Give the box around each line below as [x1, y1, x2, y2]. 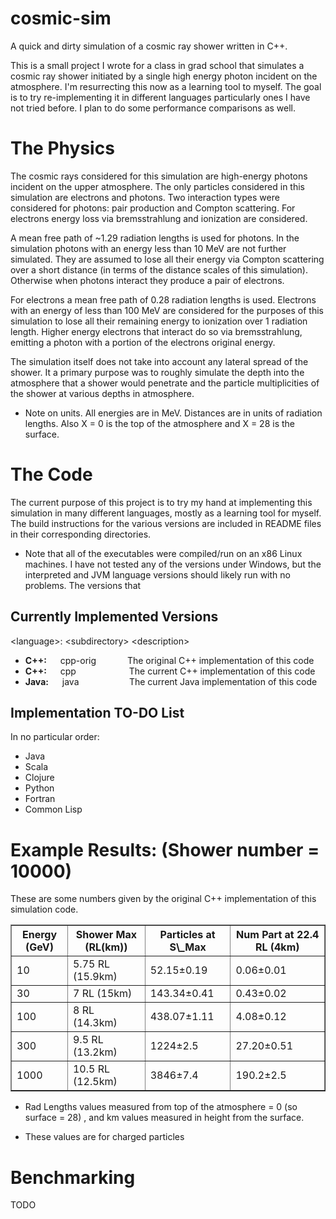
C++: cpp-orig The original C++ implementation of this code [24, 654, 315, 666]
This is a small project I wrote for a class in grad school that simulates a [10, 59, 305, 71]
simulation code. [10, 903, 79, 916]
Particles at [159, 928, 216, 942]
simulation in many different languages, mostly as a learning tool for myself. [10, 507, 322, 519]
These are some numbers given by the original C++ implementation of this [10, 893, 317, 905]
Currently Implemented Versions [10, 608, 219, 626]
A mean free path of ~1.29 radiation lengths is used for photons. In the [10, 232, 300, 244]
